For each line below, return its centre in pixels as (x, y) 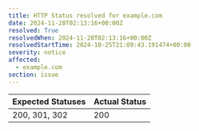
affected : (25, 60)
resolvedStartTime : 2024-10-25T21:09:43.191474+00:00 (100, 45)
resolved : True (34, 30)
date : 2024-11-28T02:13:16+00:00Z (66, 23)
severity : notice (37, 52)
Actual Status (119, 102)
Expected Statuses (49, 102)
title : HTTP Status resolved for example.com (85, 15)
